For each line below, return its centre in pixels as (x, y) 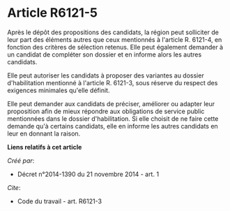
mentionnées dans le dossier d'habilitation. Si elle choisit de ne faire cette (113, 118)
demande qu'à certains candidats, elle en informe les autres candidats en (113, 126)
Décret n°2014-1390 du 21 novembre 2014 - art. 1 (88, 174)
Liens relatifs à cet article (45, 147)
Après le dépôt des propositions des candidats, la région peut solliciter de (113, 32)
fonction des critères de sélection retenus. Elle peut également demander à (115, 47)
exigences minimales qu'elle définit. (59, 90)
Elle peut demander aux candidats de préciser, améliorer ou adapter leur (111, 103)
